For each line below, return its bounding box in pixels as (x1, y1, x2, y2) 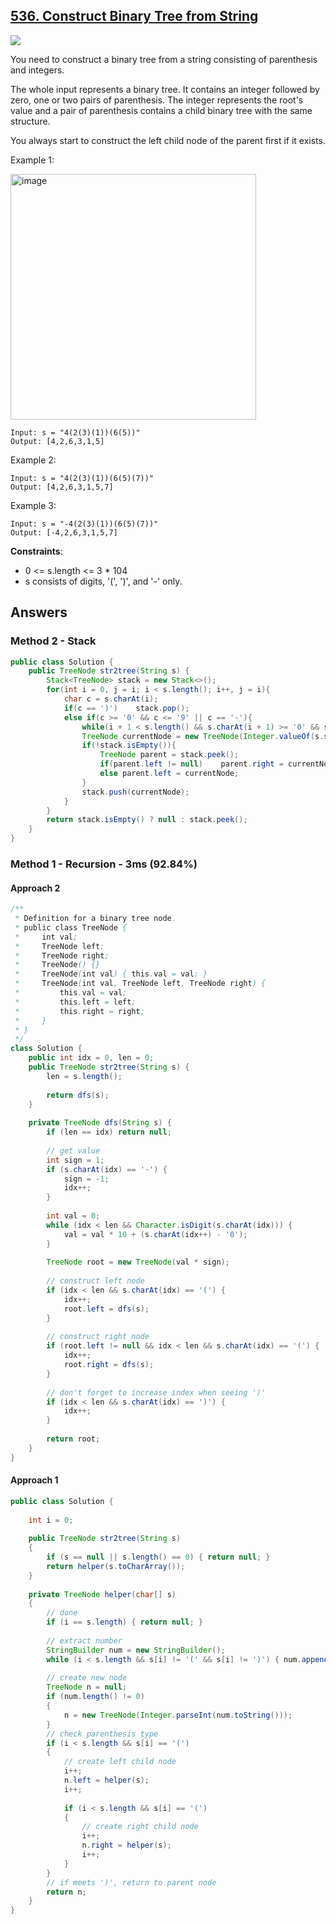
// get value (46, 1145, 101, 1156)
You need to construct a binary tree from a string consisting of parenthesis (10, 53, 318, 65)
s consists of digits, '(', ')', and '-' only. (24, 575, 183, 587)
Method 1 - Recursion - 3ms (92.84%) (10, 857, 198, 871)
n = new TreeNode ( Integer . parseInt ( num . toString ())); (63, 1710, 293, 1720)
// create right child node (81, 1822, 199, 1832)
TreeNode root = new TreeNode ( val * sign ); (46, 1257, 230, 1268)
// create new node (46, 1673, 128, 1683)
